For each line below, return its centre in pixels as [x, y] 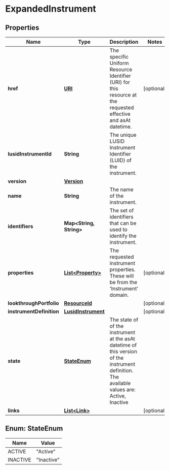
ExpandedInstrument [51, 9]
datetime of [123, 345]
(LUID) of [120, 160]
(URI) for [120, 82]
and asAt [120, 120]
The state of [124, 320]
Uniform [119, 63]
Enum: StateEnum [34, 429]
